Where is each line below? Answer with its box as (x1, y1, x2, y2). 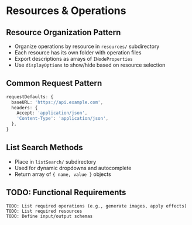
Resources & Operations (6, 4, 126, 18)
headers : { (11, 105, 38, 110)
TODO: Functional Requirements (6, 188, 126, 198)
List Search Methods (6, 143, 83, 153)
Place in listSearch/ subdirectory (14, 158, 97, 165)
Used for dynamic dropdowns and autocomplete (14, 164, 132, 171)
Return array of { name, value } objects (14, 171, 111, 178)
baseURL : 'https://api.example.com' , (11, 99, 104, 105)
